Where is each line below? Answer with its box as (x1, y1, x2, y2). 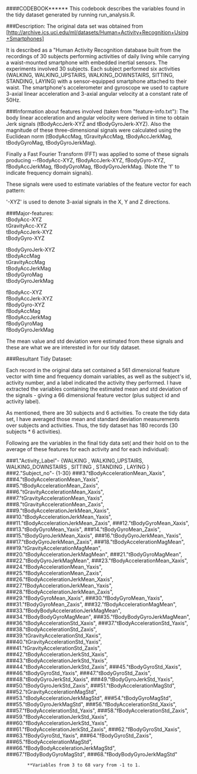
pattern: (6, 187, 25, 193)
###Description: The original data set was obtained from (6, 23, 143, 29)
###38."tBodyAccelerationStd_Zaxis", (6, 626, 97, 633)
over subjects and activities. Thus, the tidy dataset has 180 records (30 (6, 422, 178, 429)
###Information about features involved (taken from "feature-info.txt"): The (6, 108, 189, 115)
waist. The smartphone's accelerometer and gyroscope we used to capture (6, 84, 189, 91)
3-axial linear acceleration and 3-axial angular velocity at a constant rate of (6, 91, 188, 97)
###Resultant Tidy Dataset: (6, 355, 72, 362)
